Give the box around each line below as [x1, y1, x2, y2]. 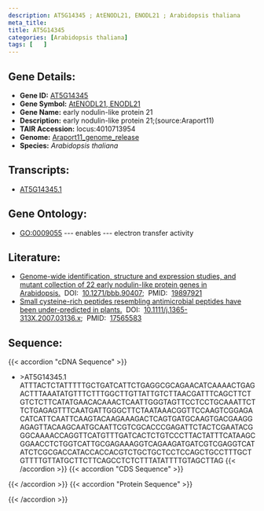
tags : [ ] [8, 41, 47, 49]
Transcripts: [8, 164, 70, 177]
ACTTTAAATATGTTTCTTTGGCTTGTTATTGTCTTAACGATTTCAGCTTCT [19, 389, 251, 399]
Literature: [8, 251, 61, 264]
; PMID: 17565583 [80, 314, 142, 323]
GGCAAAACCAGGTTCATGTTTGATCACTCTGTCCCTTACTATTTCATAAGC [19, 431, 256, 440]
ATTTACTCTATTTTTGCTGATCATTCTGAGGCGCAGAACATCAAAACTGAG [19, 380, 255, 390]
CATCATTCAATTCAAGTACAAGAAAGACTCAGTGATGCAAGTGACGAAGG [19, 414, 253, 424]
